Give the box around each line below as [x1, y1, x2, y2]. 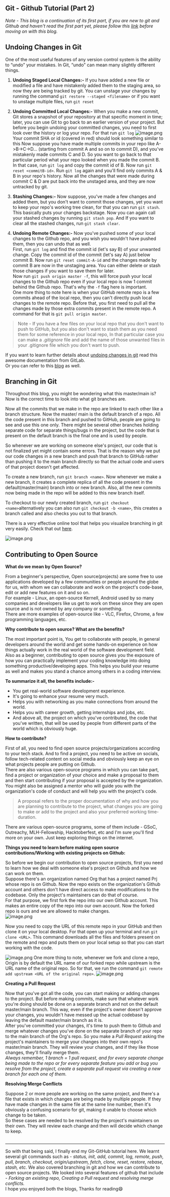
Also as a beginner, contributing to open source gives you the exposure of [5, 652, 160, 658]
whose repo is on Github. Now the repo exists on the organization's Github [5, 881, 161, 887]
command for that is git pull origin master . [12, 311, 107, 317]
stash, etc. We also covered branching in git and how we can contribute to [5, 1164, 160, 1171]
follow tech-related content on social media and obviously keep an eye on [5, 756, 159, 762]
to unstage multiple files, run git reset [12, 98, 94, 104]
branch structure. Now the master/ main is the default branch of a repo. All [5, 411, 161, 417]
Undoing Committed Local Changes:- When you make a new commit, [12, 108, 159, 114]
